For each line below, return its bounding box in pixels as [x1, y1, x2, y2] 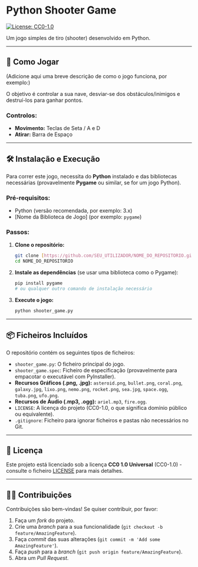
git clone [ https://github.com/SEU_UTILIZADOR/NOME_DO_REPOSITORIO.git [14, 253, 194, 259]
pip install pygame [14, 280, 63, 286]
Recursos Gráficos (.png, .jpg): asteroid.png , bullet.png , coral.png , [14, 379, 183, 386]
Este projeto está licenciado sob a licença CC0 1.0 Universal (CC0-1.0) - [6, 461, 182, 468]
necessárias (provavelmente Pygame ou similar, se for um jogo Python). [6, 179, 181, 186]
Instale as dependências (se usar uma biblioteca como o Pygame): [14, 269, 179, 276]
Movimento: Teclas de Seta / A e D [14, 125, 101, 132]
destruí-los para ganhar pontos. [6, 97, 84, 104]
